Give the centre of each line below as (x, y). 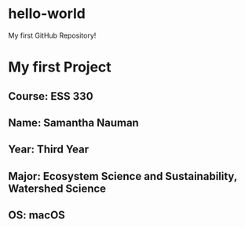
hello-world (47, 14)
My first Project (60, 67)
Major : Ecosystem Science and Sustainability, (123, 176)
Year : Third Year (49, 150)
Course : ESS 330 (51, 96)
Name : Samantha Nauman (73, 123)
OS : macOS (37, 216)
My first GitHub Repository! (52, 35)
